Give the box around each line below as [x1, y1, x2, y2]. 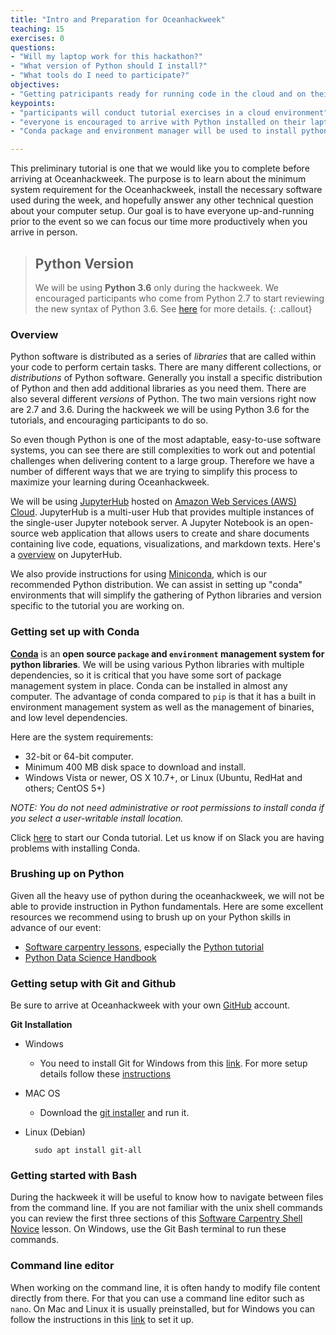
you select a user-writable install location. [10, 812, 184, 824]
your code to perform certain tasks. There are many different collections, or [10, 361, 322, 373]
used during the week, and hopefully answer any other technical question [10, 194, 314, 206]
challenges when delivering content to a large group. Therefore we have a [10, 455, 315, 467]
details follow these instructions [39, 1068, 172, 1080]
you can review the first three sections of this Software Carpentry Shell [10, 1212, 303, 1225]
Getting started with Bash [10, 1169, 138, 1183]
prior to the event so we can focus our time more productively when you [10, 216, 308, 228]
